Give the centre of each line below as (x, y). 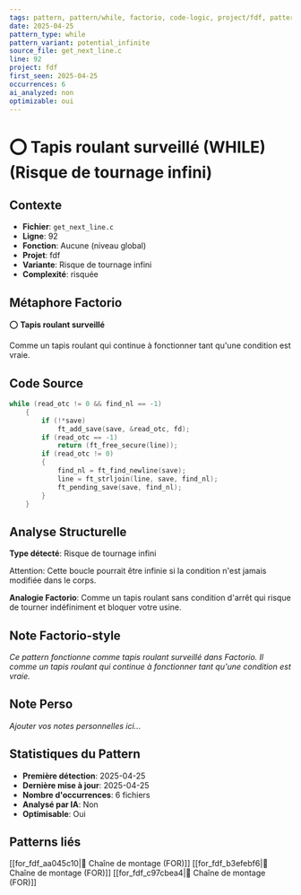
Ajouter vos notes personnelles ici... (75, 726)
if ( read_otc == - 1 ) (80, 437)
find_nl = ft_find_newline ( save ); (121, 471)
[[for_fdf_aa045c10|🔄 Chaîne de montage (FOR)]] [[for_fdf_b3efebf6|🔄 (139, 864)
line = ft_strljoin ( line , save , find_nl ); (138, 479)
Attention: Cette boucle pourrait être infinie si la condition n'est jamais (138, 571)
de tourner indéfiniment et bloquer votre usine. (95, 607)
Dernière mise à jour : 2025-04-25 (86, 785)
